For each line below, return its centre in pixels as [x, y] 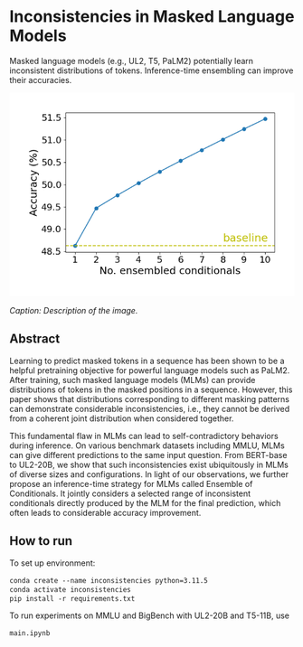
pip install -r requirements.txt [72, 598]
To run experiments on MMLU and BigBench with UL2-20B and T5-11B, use [150, 615]
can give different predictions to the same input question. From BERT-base [148, 455]
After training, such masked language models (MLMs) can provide [133, 380]
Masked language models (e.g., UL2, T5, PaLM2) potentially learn [132, 61]
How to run [41, 541]
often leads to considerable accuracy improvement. [105, 512]
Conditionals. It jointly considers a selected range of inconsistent [130, 493]
